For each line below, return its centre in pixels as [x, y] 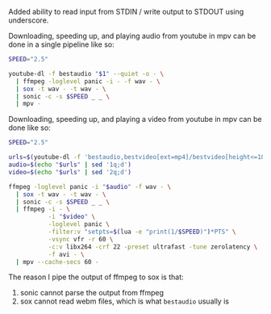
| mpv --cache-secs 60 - [57, 262]
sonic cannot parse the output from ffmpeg [92, 293]
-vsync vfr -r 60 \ [81, 239]
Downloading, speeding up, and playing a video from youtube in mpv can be [135, 119]
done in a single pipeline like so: [61, 44]
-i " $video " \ [71, 217]
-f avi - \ [66, 254]
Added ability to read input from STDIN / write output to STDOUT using [126, 12]
